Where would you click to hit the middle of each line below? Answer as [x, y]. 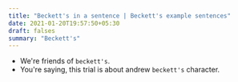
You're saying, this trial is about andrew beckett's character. [120, 70]
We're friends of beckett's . [65, 61]
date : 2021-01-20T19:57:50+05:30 [64, 23]
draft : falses [32, 31]
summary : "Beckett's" [44, 38]
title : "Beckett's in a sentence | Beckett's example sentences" [119, 16]
